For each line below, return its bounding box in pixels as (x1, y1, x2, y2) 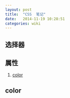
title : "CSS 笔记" (5, 12, 46, 17)
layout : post (5, 7, 32, 12)
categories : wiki (5, 21, 41, 26)
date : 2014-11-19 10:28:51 (5, 16, 65, 21)
